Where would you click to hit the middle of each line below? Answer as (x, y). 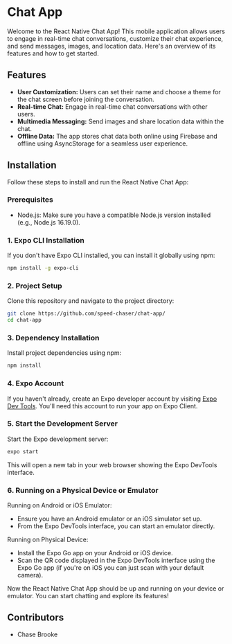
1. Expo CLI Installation (46, 240)
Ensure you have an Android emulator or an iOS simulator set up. (109, 519)
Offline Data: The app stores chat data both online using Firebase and (117, 136)
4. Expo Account (36, 383)
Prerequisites (30, 200)
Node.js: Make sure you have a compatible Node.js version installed (114, 215)
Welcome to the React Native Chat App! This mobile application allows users (116, 31)
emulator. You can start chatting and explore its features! (88, 596)
